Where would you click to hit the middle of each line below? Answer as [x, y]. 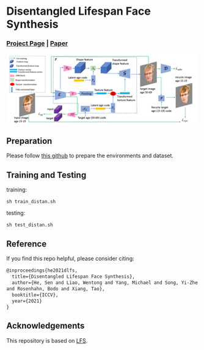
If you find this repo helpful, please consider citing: [70, 259]
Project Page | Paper [37, 43]
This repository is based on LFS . [47, 340]
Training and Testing [46, 175]
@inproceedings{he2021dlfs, [42, 270]
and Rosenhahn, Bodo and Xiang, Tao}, [56, 289]
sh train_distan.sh [31, 202]
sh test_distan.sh [30, 225]
